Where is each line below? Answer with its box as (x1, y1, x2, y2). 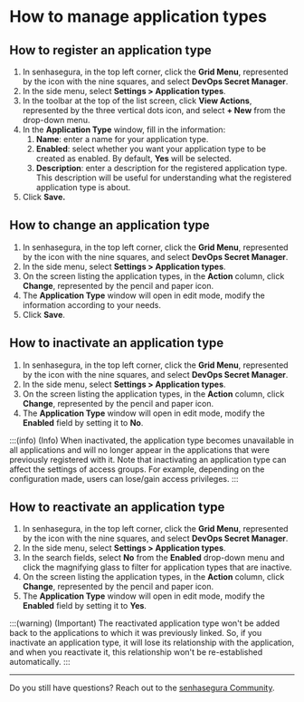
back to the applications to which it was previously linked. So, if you (9, 628, 262, 639)
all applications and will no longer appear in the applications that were (9, 444, 270, 455)
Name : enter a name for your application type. (35, 134, 209, 144)
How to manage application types (9, 6, 267, 27)
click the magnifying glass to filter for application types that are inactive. (22, 562, 292, 572)
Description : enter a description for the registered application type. (35, 163, 288, 173)
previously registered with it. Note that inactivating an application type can (9, 454, 287, 465)
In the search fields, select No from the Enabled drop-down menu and (22, 553, 285, 563)
